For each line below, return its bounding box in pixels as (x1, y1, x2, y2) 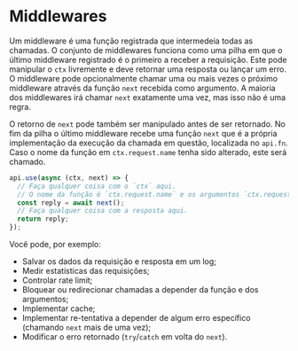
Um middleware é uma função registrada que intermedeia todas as (9, 35, 254, 46)
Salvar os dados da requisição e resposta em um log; (21, 256, 217, 267)
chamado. (9, 156, 46, 167)
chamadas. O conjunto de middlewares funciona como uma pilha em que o (9, 44, 283, 55)
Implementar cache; (21, 303, 96, 314)
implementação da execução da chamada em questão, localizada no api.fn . (9, 137, 288, 148)
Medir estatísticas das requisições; (21, 266, 150, 277)
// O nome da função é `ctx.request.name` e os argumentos (17, 190, 240, 199)
